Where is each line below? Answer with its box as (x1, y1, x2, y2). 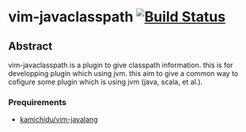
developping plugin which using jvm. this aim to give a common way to (8, 69, 239, 78)
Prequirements (8, 96, 67, 107)
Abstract (8, 40, 53, 53)
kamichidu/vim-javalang (19, 115, 98, 124)
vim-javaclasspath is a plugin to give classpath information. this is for (8, 60, 233, 70)
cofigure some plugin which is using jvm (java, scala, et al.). (8, 77, 203, 86)
